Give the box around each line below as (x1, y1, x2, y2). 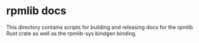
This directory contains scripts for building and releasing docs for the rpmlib (6, 24, 194, 31)
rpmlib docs (6, 4, 67, 18)
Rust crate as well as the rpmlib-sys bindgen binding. (6, 29, 137, 37)
